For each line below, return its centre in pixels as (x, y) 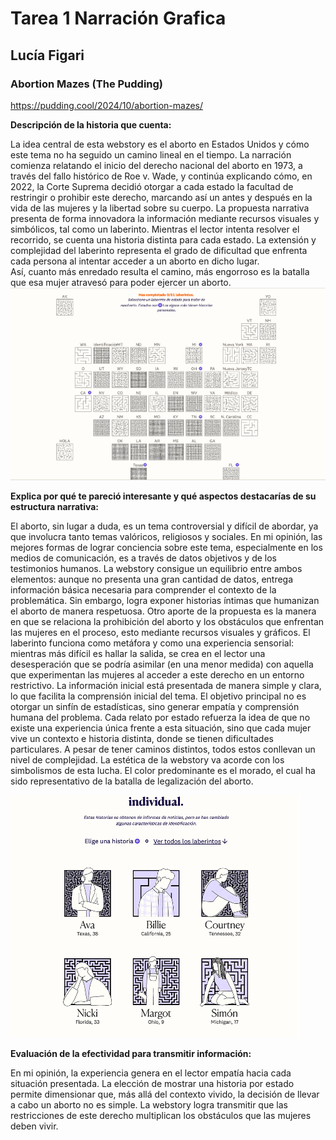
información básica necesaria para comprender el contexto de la (143, 589)
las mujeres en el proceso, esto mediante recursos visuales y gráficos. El (160, 632)
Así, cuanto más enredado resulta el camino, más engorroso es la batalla (160, 271)
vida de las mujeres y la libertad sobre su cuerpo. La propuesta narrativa (160, 208)
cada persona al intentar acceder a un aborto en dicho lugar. (135, 261)
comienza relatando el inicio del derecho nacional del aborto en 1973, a (156, 165)
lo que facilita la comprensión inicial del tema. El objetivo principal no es (158, 696)
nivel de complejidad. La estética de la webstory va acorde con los (147, 759)
